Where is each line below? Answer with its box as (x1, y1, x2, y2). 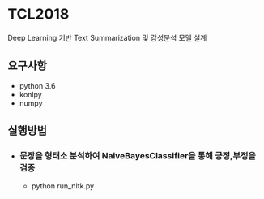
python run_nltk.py (31, 181, 95, 191)
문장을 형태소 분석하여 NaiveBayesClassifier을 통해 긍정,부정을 (19, 150, 256, 162)
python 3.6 (19, 80, 56, 90)
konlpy (19, 89, 42, 99)
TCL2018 (7, 5, 70, 24)
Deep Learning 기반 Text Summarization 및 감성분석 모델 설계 (7, 32, 207, 42)
